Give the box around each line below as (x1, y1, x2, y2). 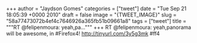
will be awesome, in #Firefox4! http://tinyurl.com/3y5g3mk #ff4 (6, 30, 160, 37)
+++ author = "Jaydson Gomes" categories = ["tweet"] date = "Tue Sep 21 (6, 5, 187, 12)
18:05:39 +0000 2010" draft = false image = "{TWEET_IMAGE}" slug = (6, 11, 177, 18)
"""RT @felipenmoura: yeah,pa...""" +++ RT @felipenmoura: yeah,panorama (6, 24, 192, 31)
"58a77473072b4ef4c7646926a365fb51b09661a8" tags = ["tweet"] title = (6, 18, 187, 24)
